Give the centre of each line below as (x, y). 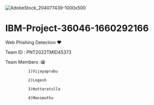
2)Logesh (37, 80)
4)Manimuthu (41, 98)
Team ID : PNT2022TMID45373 (38, 52)
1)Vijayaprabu (43, 71)
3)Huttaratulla (44, 89)
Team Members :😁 (25, 62)
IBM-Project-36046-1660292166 (77, 28)
